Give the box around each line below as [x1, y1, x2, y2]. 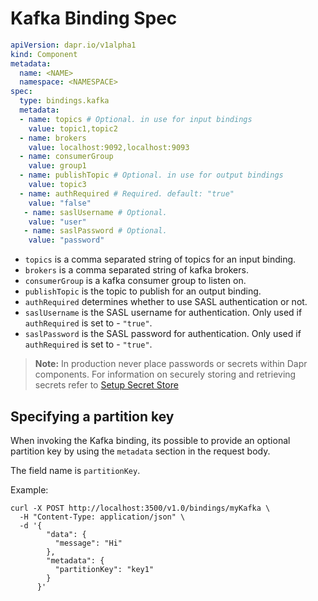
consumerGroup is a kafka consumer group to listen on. [24, 275, 247, 287]
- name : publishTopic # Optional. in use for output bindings [19, 170, 284, 181]
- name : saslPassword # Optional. [23, 226, 168, 236]
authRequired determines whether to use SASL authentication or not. [24, 296, 308, 308]
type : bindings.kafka [19, 96, 110, 106]
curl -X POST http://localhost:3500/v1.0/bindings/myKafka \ [10, 503, 271, 513]
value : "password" [28, 235, 105, 246]
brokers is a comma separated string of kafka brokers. [24, 264, 249, 276]
